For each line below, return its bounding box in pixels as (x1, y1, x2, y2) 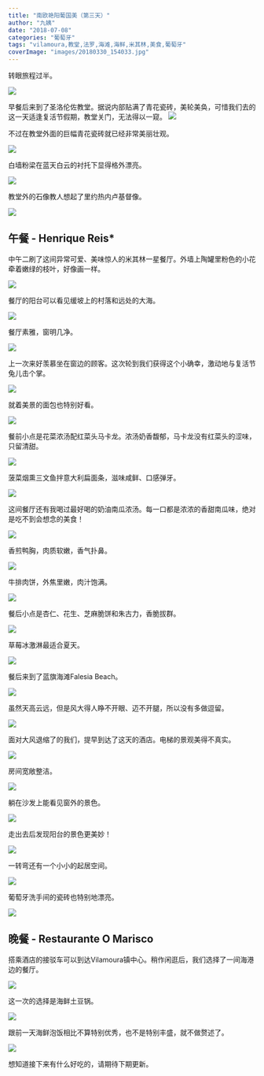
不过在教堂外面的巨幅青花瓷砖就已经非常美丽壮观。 (8, 129, 174, 138)
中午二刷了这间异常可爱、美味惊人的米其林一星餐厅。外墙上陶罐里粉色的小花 (8, 254, 256, 264)
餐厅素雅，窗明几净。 (8, 327, 77, 336)
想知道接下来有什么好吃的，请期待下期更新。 (8, 1059, 153, 1068)
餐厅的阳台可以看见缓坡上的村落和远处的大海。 (8, 295, 159, 305)
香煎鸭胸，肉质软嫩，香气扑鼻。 (8, 545, 112, 555)
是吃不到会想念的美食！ (8, 514, 84, 524)
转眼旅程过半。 (8, 71, 57, 80)
